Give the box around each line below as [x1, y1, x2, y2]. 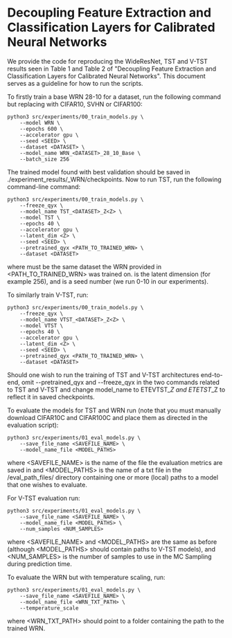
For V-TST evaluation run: [7, 493, 81, 502]
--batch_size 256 [19, 156, 70, 163]
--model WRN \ [19, 119, 60, 126]
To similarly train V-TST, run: [7, 291, 89, 299]
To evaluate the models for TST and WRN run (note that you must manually [7, 406, 222, 414]
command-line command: [7, 182, 81, 191]
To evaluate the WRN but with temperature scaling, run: [7, 573, 166, 581]
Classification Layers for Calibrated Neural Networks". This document [7, 71, 206, 80]
